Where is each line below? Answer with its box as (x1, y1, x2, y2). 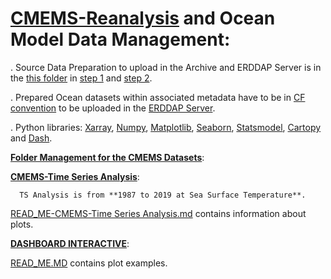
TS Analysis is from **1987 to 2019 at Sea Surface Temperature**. (19, 190, 307, 200)
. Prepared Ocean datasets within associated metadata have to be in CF (10, 91, 306, 103)
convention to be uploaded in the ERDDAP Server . (10, 102, 216, 114)
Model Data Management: (10, 28, 231, 51)
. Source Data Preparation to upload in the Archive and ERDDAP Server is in (10, 61, 322, 73)
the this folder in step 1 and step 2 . (10, 72, 153, 84)
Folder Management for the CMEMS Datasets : (10, 151, 205, 163)
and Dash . (10, 132, 53, 144)
